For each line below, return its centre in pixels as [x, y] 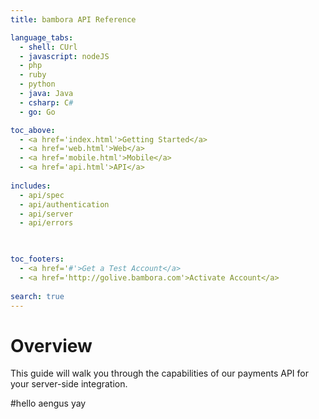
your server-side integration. [69, 384]
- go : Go [37, 112]
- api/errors [46, 223]
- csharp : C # [46, 102]
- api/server [46, 214]
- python [37, 84]
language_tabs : [42, 37]
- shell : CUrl [48, 47]
